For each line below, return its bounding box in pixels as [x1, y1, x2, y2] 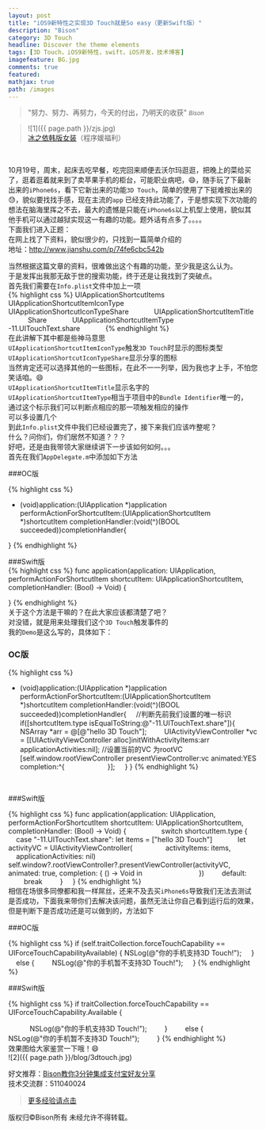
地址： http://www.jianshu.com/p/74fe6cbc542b [8, 245, 165, 254]
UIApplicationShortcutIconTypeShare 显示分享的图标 [8, 353, 178, 363]
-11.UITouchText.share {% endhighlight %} [8, 324, 170, 334]
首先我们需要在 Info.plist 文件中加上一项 [8, 281, 141, 291]
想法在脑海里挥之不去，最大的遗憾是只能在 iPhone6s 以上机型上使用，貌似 [8, 205, 245, 215]
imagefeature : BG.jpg [8, 56, 80, 64]
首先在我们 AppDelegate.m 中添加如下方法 [8, 452, 139, 462]
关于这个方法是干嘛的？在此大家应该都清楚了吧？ [8, 608, 168, 617]
